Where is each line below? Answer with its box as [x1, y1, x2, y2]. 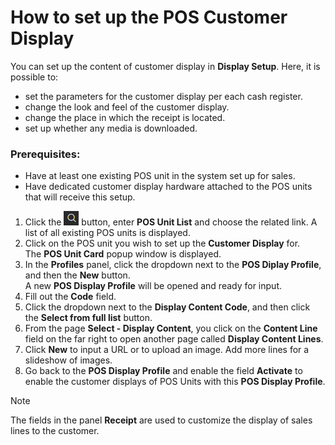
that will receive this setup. [24, 191, 136, 203]
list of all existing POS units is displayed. [24, 227, 191, 239]
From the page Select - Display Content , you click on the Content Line [24, 322, 318, 335]
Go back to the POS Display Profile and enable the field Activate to [24, 365, 303, 377]
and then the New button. [24, 269, 131, 281]
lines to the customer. [10, 425, 100, 437]
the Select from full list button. [24, 312, 153, 324]
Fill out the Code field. [24, 291, 117, 303]
